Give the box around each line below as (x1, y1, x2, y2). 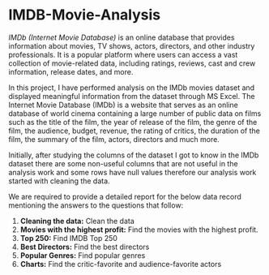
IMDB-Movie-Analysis (8, 6, 161, 24)
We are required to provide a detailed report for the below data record (8, 191, 241, 201)
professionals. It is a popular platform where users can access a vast (8, 49, 238, 59)
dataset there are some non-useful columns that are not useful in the (8, 158, 238, 168)
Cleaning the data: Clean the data (19, 216, 135, 226)
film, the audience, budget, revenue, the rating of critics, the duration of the (8, 126, 261, 135)
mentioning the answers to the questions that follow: (8, 200, 184, 210)
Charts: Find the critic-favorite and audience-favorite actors (19, 259, 222, 269)
